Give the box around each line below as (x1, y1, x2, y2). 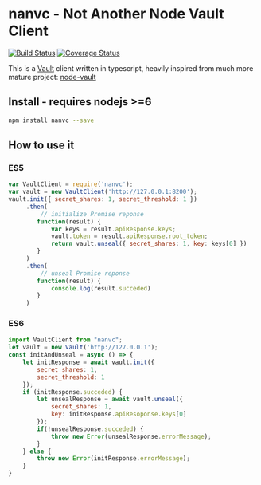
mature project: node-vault (8, 72, 97, 81)
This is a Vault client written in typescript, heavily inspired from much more (8, 63, 254, 73)
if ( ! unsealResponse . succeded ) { (37, 424, 145, 433)
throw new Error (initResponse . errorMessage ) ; (37, 455, 191, 463)
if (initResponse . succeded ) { (22, 388, 123, 396)
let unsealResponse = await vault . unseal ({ (37, 396, 183, 404)
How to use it (8, 139, 75, 152)
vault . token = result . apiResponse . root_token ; (50, 232, 208, 240)
